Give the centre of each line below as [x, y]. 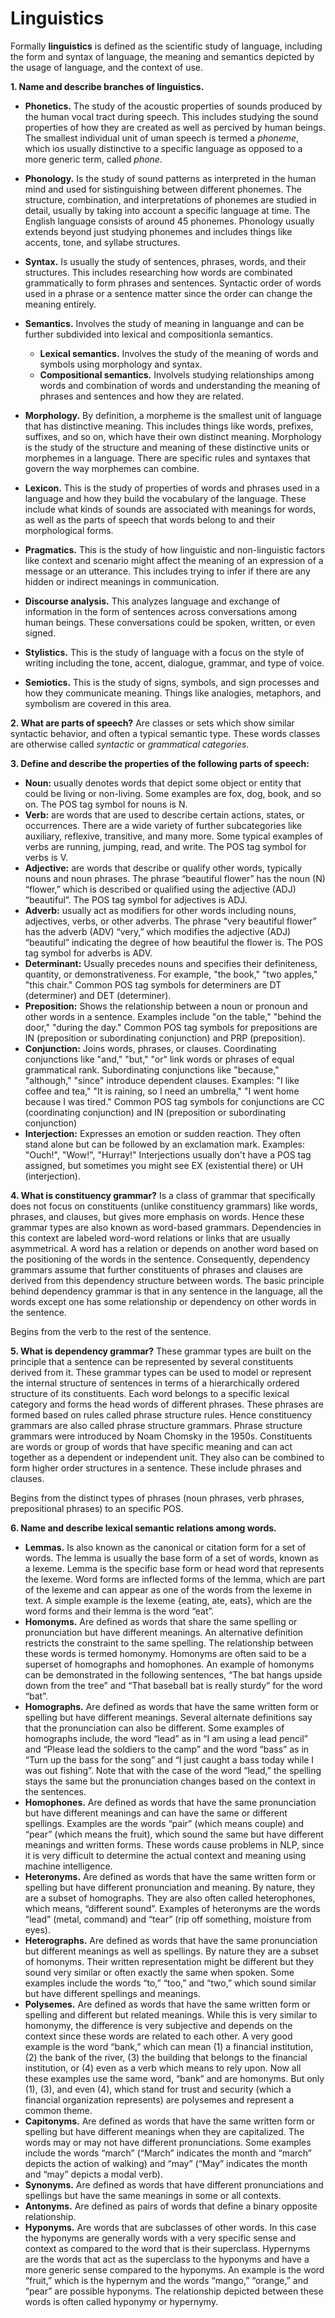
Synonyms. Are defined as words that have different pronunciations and [174, 2184]
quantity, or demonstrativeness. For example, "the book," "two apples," [171, 974]
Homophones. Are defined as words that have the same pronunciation [170, 1802]
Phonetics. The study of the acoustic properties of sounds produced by [173, 106]
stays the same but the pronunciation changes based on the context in [170, 1781]
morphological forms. [69, 530]
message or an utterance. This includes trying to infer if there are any [167, 571]
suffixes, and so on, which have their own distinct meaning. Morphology [173, 436]
